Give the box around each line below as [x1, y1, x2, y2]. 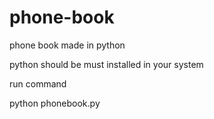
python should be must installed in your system [9, 58, 204, 70]
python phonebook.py [9, 97, 101, 109]
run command [9, 77, 67, 90]
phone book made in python [9, 39, 126, 51]
